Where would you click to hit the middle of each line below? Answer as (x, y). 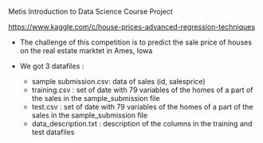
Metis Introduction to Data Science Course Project (90, 12)
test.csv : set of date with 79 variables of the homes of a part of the (142, 107)
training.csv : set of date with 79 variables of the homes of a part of (142, 90)
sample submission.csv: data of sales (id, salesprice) (118, 81)
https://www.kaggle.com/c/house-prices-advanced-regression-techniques (132, 27)
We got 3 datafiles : (52, 66)
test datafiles (53, 132)
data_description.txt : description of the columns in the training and (142, 124)
